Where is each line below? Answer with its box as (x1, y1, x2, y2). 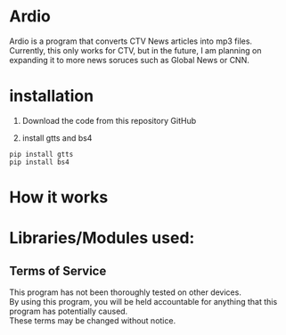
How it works (9, 187, 109, 208)
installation (9, 86, 94, 106)
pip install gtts (9, 150, 74, 159)
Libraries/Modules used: (9, 228, 195, 249)
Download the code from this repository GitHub (21, 115, 197, 126)
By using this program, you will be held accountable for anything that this (9, 297, 278, 307)
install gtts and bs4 (21, 132, 93, 143)
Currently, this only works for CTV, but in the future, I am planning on (9, 45, 262, 55)
